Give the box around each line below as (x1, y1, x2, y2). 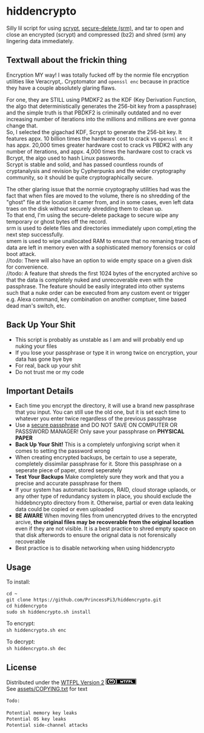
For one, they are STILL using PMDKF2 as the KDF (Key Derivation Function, (6, 96, 197, 103)
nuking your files (15, 342, 58, 350)
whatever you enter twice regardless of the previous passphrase (15, 415, 177, 422)
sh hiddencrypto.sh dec (6, 646, 67, 652)
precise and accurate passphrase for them (15, 480, 122, 487)
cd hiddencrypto (6, 603, 47, 609)
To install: (6, 578, 30, 586)
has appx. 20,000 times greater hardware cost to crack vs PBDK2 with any (6, 141, 193, 149)
